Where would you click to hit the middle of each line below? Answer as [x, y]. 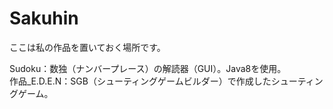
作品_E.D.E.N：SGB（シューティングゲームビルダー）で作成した [140, 81]
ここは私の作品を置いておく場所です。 [87, 47]
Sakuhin [44, 18]
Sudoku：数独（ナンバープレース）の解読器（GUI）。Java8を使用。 [148, 68]
